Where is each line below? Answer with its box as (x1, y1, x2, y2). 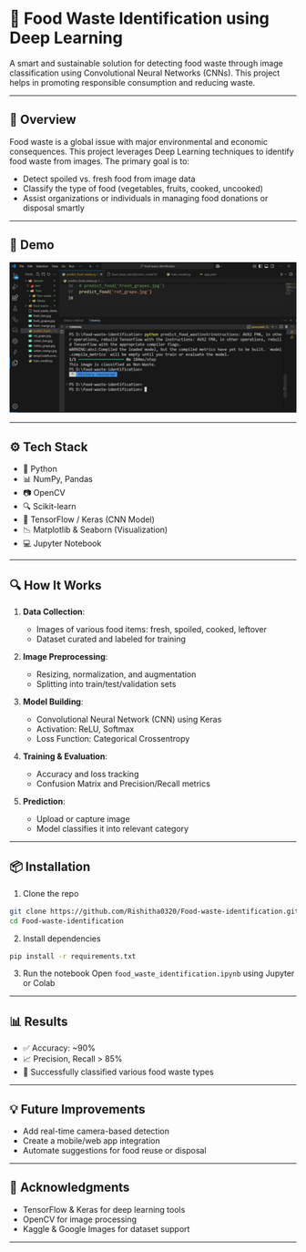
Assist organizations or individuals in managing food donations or (22, 192, 269, 203)
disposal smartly (22, 202, 85, 213)
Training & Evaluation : (22, 751, 107, 762)
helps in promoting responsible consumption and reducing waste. (9, 77, 256, 87)
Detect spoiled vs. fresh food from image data (22, 173, 196, 184)
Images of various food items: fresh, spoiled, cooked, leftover (36, 623, 267, 634)
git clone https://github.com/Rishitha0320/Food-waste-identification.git (9, 907, 300, 916)
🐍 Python (22, 464, 57, 475)
